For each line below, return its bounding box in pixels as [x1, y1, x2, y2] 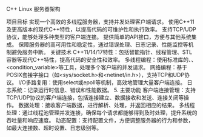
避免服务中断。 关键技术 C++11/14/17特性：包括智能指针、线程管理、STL [11, 48, 193, 56]
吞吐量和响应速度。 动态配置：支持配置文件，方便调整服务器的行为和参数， [6, 117, 194, 124]
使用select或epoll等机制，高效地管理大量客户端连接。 [52, 79, 186, 86]
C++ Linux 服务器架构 [6, 5, 61, 12]
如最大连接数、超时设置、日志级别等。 [6, 124, 102, 132]
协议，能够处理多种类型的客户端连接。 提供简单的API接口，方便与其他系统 [6, 33, 192, 41]
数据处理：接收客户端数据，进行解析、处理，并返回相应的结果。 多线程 [18, 102, 195, 109]
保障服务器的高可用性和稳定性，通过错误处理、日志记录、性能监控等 [18, 41, 188, 48]
